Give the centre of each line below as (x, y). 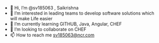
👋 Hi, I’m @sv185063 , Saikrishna (44, 8)
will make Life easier (31, 18)
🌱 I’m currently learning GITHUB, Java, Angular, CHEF (66, 24)
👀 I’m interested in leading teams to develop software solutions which (82, 13)
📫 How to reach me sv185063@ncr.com (52, 35)
